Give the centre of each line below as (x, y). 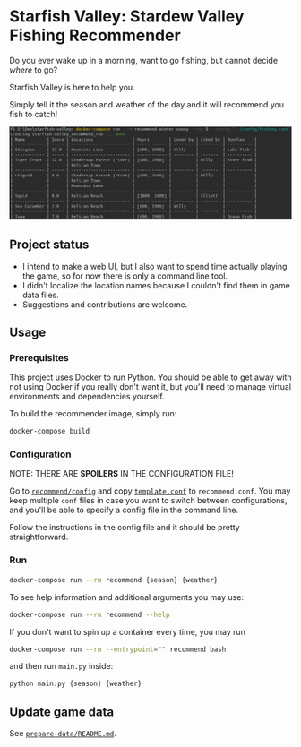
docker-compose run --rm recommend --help (90, 614)
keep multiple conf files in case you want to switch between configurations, (149, 501)
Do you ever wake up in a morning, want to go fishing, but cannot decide (144, 60)
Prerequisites (39, 357)
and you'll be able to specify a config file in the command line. (124, 510)
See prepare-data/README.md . (63, 734)
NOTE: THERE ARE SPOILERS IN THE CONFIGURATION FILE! (122, 474)
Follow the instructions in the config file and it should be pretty (125, 528)
